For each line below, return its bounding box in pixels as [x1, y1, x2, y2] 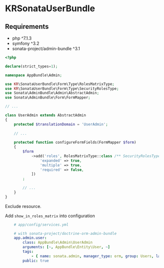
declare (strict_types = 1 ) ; [5, 64, 58, 69]
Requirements [5, 22, 49, 31]
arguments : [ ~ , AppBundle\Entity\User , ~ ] [22, 245, 110, 249]
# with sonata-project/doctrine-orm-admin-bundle [14, 231, 117, 236]
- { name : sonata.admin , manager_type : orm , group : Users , [31, 253, 154, 259]
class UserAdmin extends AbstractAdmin [5, 113, 86, 118]
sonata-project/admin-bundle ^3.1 [12, 46, 81, 51]
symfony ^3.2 [12, 41, 40, 46]
